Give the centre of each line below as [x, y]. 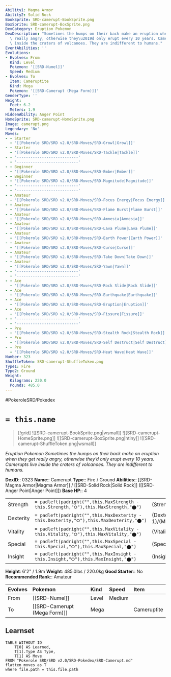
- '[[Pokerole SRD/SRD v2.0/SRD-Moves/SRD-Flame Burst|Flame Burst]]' [86, 209]
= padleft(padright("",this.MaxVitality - [87, 529]
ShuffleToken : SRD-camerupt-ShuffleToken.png [54, 361]
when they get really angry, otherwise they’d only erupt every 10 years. [80, 459]
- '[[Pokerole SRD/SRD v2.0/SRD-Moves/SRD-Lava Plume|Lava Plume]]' [84, 229]
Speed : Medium [25, 72]
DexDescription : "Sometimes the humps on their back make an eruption [82, 34]
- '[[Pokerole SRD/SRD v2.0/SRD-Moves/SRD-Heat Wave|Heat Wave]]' [82, 352]
